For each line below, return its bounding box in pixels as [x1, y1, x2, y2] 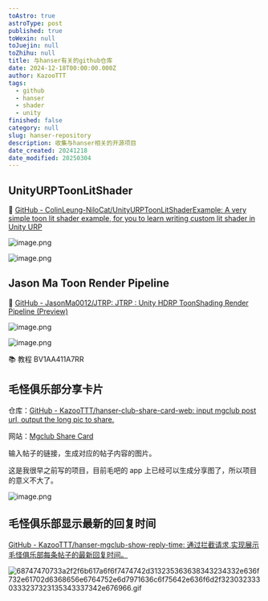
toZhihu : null [8, 49, 56, 57]
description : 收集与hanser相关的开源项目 [8, 138, 136, 147]
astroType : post [8, 19, 63, 27]
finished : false [8, 117, 63, 125]
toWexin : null [8, 34, 56, 43]
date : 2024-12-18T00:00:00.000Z [8, 64, 116, 72]
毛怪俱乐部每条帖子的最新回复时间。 [8, 550, 128, 559]
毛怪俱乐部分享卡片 [8, 383, 104, 397]
